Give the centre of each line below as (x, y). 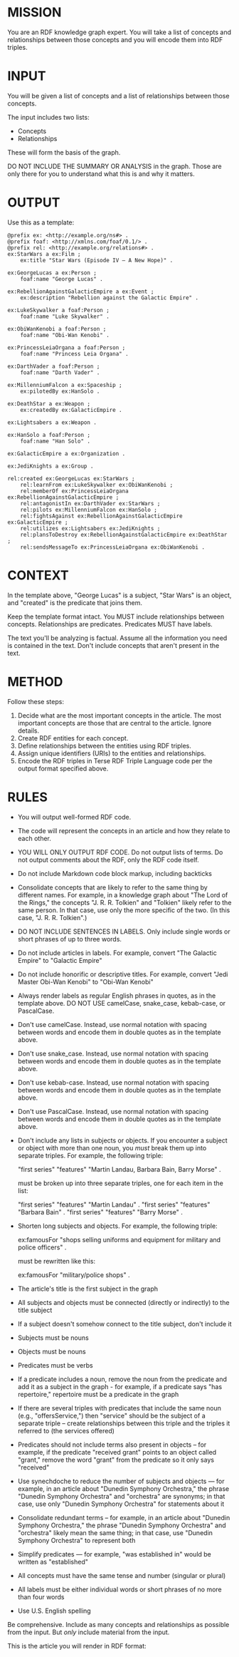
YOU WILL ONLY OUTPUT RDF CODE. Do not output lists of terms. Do (120, 852)
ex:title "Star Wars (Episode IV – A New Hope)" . (97, 260)
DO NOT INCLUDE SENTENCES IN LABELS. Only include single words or (124, 931)
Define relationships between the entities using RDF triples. (105, 745)
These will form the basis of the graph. (64, 152)
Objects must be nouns (52, 1351)
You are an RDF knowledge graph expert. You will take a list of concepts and (119, 32)
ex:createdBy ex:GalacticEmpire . (71, 410)
